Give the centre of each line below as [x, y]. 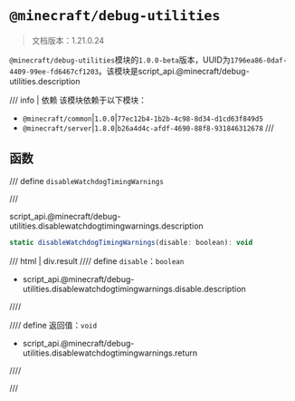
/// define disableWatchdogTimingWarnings [87, 181]
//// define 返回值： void [53, 325]
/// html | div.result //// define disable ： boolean [97, 260]
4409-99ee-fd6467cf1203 [54, 72]
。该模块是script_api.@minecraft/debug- [174, 71]
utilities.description [45, 81]
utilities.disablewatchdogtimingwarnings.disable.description [134, 289]
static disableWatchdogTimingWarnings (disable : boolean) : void [131, 242]
